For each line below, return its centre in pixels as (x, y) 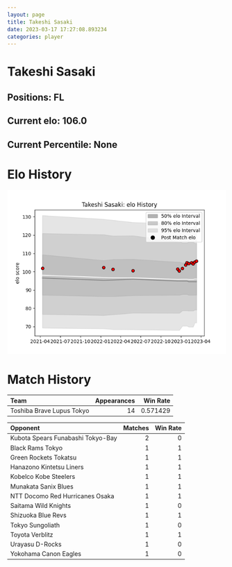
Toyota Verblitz (32, 534)
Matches (136, 428)
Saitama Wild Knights (41, 506)
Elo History (40, 174)
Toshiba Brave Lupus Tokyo (50, 411)
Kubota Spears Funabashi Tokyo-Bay (64, 438)
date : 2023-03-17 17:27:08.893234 (57, 29)
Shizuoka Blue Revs (39, 515)
